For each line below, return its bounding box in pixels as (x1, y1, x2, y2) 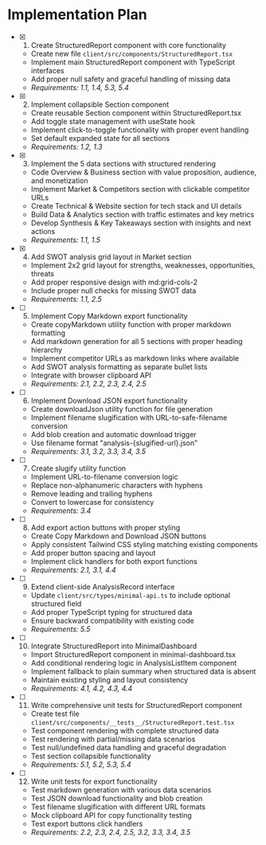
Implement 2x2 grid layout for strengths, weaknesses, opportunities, (30, 260, 256, 270)
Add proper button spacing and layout (30, 548, 156, 557)
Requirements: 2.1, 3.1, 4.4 (30, 565, 116, 574)
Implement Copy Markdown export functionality (30, 311, 188, 320)
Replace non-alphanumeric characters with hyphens (30, 480, 204, 490)
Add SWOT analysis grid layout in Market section (30, 252, 192, 261)
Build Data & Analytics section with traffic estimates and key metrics (30, 209, 255, 219)
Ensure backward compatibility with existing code (30, 616, 194, 625)
